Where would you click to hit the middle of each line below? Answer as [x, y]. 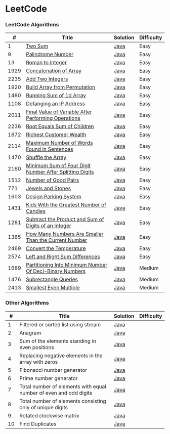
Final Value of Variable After [59, 112]
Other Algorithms [27, 303]
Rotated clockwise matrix [49, 415]
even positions [37, 347]
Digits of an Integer [49, 226]
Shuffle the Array [46, 157]
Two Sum [37, 46]
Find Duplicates [38, 424]
